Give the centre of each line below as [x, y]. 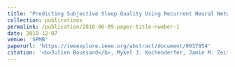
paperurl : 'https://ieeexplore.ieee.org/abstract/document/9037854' [109, 46]
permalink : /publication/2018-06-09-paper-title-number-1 [93, 27]
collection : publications [45, 20]
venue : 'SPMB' [28, 40]
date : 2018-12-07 [33, 33]
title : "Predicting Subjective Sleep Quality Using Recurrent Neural [111, 14]
